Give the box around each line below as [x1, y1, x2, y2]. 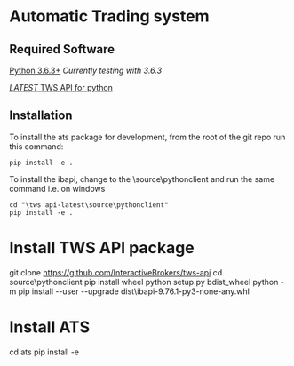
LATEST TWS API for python [9, 83, 114, 92]
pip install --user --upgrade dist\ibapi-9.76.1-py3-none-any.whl [18, 286, 250, 297]
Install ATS [9, 317, 91, 337]
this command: [9, 140, 64, 152]
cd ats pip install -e [9, 346, 80, 357]
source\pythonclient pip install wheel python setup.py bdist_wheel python [9, 276, 279, 287]
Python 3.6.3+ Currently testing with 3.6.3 [9, 65, 163, 76]
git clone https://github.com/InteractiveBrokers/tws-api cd [9, 267, 223, 277]
